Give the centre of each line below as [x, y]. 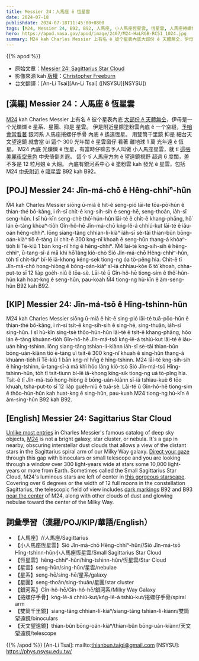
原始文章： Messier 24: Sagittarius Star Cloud [70, 68]
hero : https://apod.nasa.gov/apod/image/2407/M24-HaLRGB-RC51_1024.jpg [96, 34]
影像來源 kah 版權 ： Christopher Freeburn [65, 76]
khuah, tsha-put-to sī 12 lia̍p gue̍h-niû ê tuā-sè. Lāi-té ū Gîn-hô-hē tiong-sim [99, 386]
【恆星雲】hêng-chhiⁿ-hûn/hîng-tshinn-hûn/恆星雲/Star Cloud [90, 560]
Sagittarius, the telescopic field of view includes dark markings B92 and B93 [99, 490]
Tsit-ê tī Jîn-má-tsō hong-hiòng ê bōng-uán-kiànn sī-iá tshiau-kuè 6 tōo [94, 380]
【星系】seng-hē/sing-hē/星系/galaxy [61, 575]
